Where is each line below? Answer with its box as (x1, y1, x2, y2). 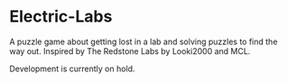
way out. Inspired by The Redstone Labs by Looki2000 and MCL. (9, 45, 251, 56)
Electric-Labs (9, 6, 113, 27)
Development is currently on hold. (9, 63, 135, 74)
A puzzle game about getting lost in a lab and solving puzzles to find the (9, 36, 278, 47)
